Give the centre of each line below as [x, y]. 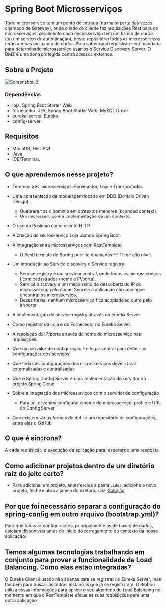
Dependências [23, 94]
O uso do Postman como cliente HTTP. [52, 225]
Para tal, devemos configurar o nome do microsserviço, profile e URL [90, 403]
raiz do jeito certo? [35, 473]
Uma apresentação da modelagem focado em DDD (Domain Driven [81, 196]
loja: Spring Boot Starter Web [42, 105]
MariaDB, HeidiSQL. [32, 148]
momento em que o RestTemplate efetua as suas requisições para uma [77, 595]
